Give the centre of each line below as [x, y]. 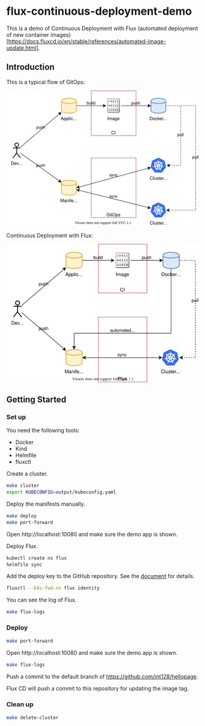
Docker [24, 442]
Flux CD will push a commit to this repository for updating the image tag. [98, 689]
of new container [28, 34]
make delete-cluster [33, 718]
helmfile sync [24, 565]
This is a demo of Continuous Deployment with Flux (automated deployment [102, 28]
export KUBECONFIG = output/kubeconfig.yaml [61, 492]
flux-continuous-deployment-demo [99, 11]
